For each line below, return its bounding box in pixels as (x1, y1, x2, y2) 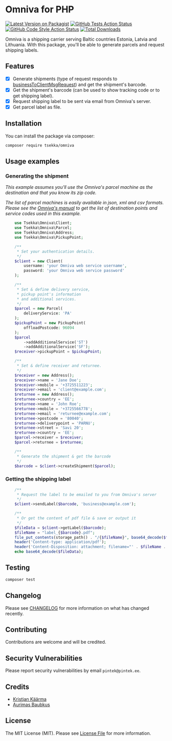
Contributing (5, 625, 47, 634)
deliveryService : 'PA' (24, 311, 72, 316)
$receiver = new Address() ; (14, 373, 74, 378)
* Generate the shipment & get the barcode (16, 454, 111, 459)
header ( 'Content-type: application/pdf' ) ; (14, 539, 106, 545)
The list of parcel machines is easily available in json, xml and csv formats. (5, 200, 164, 206)
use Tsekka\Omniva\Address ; (14, 230, 74, 235)
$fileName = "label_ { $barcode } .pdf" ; (14, 530, 95, 535)
